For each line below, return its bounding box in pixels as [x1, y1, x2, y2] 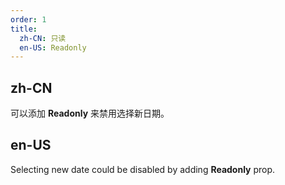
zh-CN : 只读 [19, 33, 67, 43]
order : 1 [10, 14, 47, 25]
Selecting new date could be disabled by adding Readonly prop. [10, 163, 276, 175]
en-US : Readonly [19, 42, 87, 53]
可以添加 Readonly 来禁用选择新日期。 [10, 107, 170, 120]
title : [10, 24, 38, 34]
